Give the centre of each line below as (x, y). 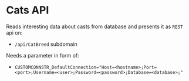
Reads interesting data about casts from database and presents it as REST (95, 26)
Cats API (28, 10)
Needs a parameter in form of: (43, 55)
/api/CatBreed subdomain (46, 44)
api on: (14, 32)
